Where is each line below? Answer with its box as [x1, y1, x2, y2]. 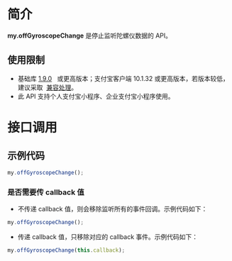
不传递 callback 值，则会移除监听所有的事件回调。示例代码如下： [17, 204, 208, 213]
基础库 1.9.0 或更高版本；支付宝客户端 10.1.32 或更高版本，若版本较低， [17, 74, 229, 82]
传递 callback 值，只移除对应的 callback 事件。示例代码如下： [17, 232, 199, 241]
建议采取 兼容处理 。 [17, 83, 78, 91]
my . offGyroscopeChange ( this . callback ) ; [7, 246, 126, 254]
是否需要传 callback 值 [7, 187, 85, 197]
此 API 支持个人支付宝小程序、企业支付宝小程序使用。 [17, 91, 175, 100]
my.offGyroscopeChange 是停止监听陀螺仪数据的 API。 [7, 31, 172, 40]
